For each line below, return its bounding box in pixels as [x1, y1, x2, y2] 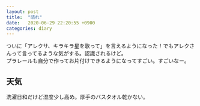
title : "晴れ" [6, 14, 43, 20]
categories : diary [6, 25, 52, 32]
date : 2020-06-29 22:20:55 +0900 [6, 20, 95, 26]
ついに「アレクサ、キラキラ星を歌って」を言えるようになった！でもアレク [6, 42, 190, 49]
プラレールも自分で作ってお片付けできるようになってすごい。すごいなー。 [6, 57, 190, 64]
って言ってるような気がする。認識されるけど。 [11, 50, 127, 57]
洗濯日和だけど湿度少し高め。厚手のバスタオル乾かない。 [6, 93, 148, 101]
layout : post [6, 8, 39, 15]
